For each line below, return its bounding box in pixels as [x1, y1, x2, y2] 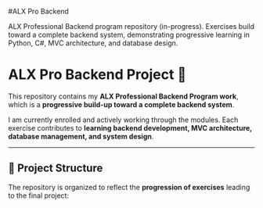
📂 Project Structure [8, 162, 103, 175]
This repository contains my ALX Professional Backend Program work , [8, 91, 239, 101]
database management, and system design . [8, 131, 154, 141]
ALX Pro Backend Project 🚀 [8, 66, 186, 84]
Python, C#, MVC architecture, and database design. [8, 38, 178, 48]
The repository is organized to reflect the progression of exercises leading [8, 182, 250, 192]
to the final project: [8, 191, 69, 200]
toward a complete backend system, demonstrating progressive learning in [8, 30, 250, 39]
